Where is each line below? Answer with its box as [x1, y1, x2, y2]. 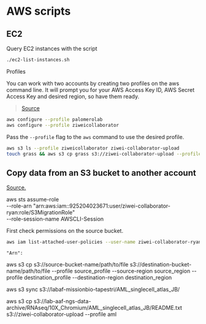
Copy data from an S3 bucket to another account [6, 167, 196, 178]
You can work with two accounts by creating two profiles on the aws [6, 80, 180, 87]
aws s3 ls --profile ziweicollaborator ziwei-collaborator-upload [6, 145, 180, 151]
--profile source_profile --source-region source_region [51, 268, 191, 275]
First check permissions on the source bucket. [6, 227, 124, 235]
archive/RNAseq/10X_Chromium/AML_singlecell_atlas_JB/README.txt [6, 304, 183, 312]
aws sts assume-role [6, 196, 59, 203]
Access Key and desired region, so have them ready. [6, 92, 140, 100]
